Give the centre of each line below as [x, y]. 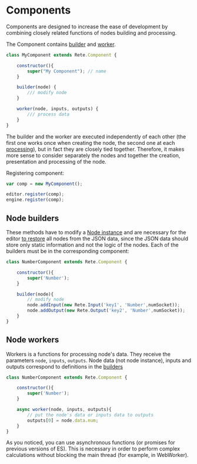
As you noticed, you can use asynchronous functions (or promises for [91, 443]
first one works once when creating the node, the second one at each [91, 142]
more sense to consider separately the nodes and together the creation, [93, 155]
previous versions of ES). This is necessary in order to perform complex [93, 449]
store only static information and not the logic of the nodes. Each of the [92, 245]
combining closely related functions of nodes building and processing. [91, 32]
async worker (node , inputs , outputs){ [64, 410]
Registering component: [35, 173]
